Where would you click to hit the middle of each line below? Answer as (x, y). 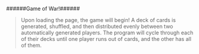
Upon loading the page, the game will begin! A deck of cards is (98, 20)
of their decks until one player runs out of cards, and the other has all (106, 39)
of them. (31, 45)
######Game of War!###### (43, 9)
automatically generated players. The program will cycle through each (107, 33)
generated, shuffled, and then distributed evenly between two (97, 26)
